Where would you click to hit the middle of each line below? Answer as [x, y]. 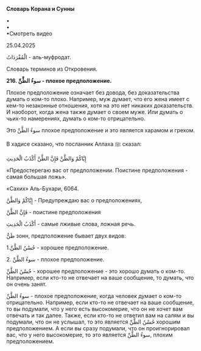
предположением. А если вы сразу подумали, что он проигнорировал [98, 328]
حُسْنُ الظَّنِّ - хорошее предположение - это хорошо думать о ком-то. [96, 271]
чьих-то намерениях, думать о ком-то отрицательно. [76, 119]
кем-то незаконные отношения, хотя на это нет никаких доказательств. [100, 105]
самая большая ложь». [37, 177]
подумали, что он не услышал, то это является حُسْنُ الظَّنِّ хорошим [93, 322]
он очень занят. [26, 284]
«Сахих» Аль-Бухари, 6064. [43, 189]
